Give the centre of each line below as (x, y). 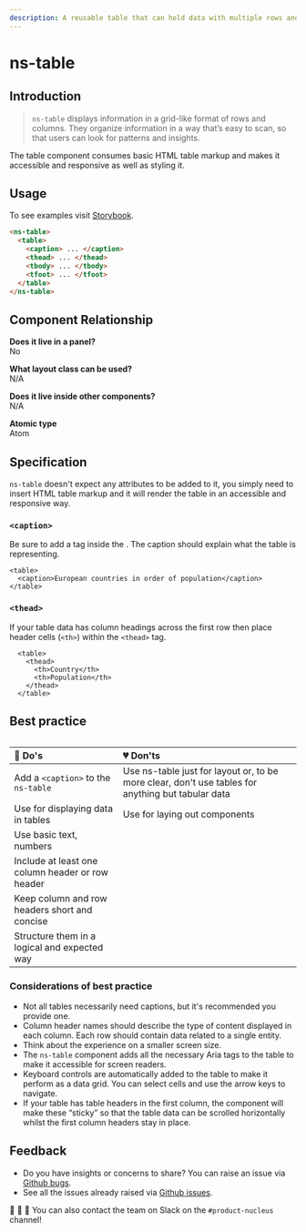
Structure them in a (55, 936)
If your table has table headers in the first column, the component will (153, 1103)
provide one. (46, 1015)
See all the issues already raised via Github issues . (117, 1192)
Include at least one (56, 861)
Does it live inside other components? (82, 396)
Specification (48, 462)
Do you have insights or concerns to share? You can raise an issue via (154, 1173)
